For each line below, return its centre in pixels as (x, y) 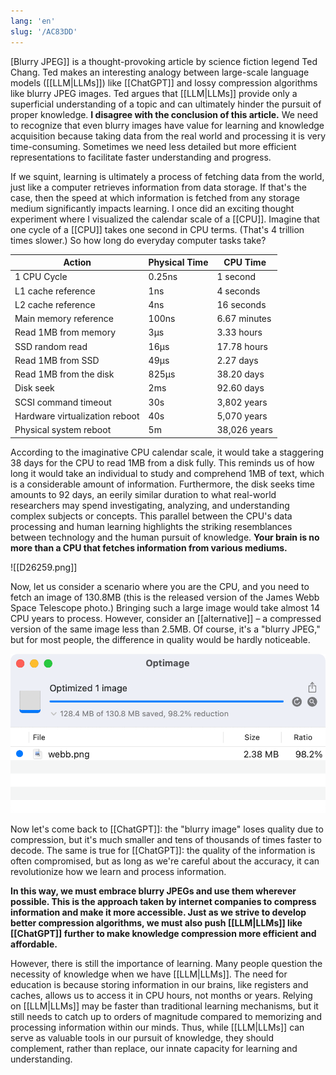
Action (77, 262)
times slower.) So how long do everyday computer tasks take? (138, 240)
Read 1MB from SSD (57, 360)
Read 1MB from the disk (64, 374)
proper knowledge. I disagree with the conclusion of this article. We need (164, 114)
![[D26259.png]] (44, 567)
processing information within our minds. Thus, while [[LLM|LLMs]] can (157, 1027)
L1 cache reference (55, 291)
